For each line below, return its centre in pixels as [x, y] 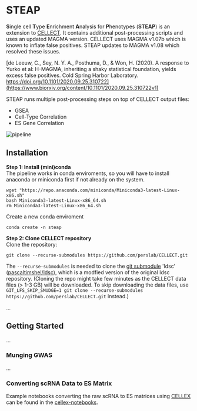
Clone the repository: [32, 244]
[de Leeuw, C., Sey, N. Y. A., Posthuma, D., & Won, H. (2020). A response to [98, 63]
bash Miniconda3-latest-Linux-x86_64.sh [56, 200]
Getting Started [35, 326]
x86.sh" [16, 195]
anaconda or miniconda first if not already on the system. [76, 179]
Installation [27, 153]
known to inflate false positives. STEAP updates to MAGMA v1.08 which [93, 45]
